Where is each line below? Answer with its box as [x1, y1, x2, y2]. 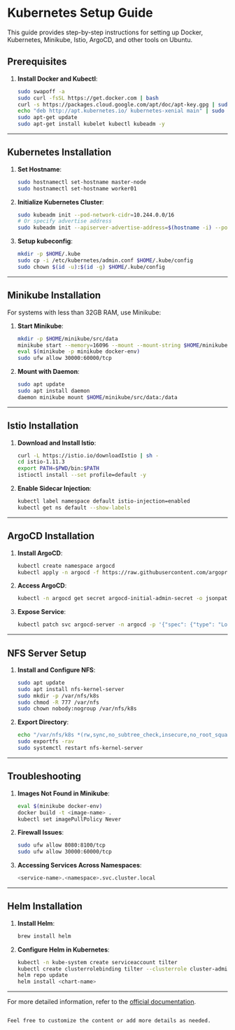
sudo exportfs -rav [17, 738, 75, 745]
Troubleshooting [7, 770, 82, 782]
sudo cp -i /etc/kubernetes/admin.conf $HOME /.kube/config [17, 257, 194, 264]
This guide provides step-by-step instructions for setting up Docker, [7, 28, 204, 36]
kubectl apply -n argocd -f [17, 569, 99, 576]
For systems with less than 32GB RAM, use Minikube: [7, 308, 162, 316]
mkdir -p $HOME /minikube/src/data [17, 335, 118, 342]
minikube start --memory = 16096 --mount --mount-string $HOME [17, 342, 200, 349]
